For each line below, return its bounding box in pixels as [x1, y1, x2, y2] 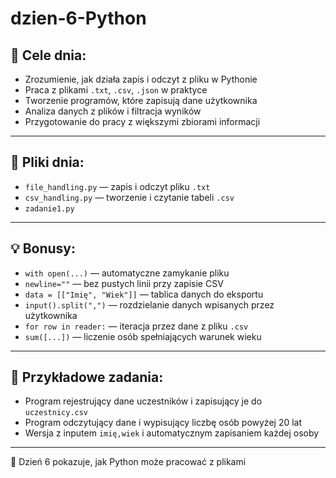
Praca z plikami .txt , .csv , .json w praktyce [24, 84, 208, 96]
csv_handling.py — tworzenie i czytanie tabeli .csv [24, 191, 235, 203]
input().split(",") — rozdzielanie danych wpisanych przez [24, 298, 275, 311]
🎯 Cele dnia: [10, 47, 87, 64]
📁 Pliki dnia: [10, 154, 85, 171]
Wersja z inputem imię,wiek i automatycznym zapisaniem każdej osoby [24, 427, 320, 439]
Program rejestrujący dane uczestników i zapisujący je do [24, 395, 263, 407]
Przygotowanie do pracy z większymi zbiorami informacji [24, 116, 261, 127]
